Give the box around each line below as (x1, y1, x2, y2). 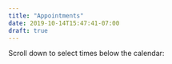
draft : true (8, 26, 48, 34)
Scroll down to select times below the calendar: (8, 49, 165, 58)
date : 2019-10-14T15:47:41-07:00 (8, 19, 120, 27)
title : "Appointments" (8, 11, 84, 20)
